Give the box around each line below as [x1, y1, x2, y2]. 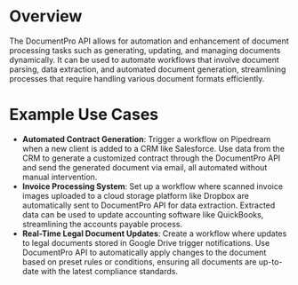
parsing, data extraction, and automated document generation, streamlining [9, 64, 286, 75]
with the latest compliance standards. [40, 265, 179, 276]
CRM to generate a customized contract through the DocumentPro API [21, 153, 281, 163]
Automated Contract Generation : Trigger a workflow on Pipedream [21, 133, 271, 144]
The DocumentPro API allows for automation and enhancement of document [9, 36, 289, 46]
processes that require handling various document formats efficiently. [9, 73, 265, 83]
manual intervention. [21, 171, 98, 182]
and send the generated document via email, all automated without [21, 162, 268, 172]
